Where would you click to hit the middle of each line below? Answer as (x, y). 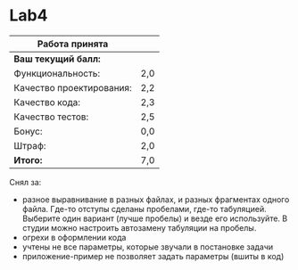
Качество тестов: (51, 117)
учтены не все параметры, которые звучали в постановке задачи (148, 247)
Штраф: (30, 145)
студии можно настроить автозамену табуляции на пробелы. (139, 227)
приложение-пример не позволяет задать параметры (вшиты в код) (153, 256)
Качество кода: (47, 102)
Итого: (28, 160)
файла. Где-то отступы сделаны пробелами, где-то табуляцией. (144, 209)
